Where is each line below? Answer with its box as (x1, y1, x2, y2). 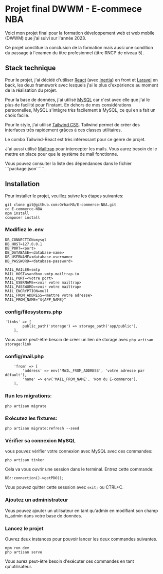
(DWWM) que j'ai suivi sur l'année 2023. (5, 35, 87, 41)
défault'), (5, 372, 27, 378)
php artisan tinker (5, 458, 45, 463)
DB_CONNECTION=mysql (5, 237, 47, 242)
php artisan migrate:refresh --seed (5, 426, 79, 431)
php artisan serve (5, 550, 42, 554)
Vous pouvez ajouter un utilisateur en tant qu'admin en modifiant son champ (5, 508, 158, 513)
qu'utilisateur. (5, 563, 33, 569)
